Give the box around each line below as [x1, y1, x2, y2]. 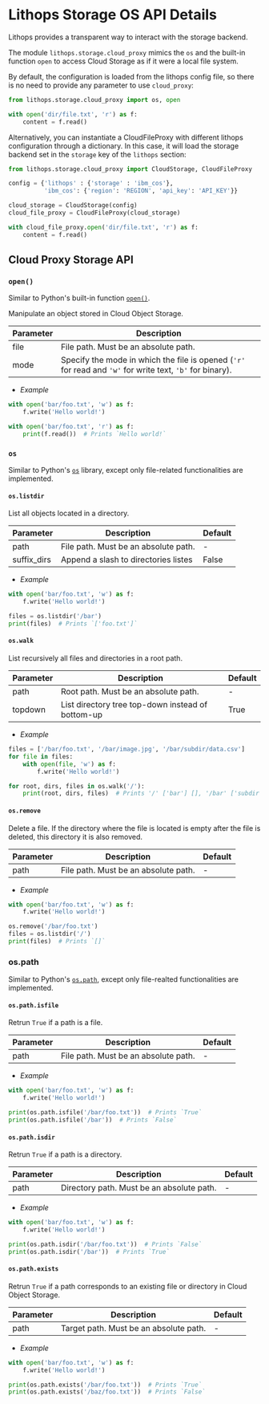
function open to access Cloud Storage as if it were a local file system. [8, 56, 239, 66]
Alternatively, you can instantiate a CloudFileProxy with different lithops [8, 132, 244, 142]
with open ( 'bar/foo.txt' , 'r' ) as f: [8, 423, 134, 431]
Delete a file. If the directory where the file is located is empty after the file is [8, 823, 261, 832]
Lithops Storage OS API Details [8, 6, 218, 24]
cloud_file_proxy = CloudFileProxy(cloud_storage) [8, 209, 181, 218]
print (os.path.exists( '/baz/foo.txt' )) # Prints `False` [8, 1388, 206, 1396]
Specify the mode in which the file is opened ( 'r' [60, 355, 246, 366]
